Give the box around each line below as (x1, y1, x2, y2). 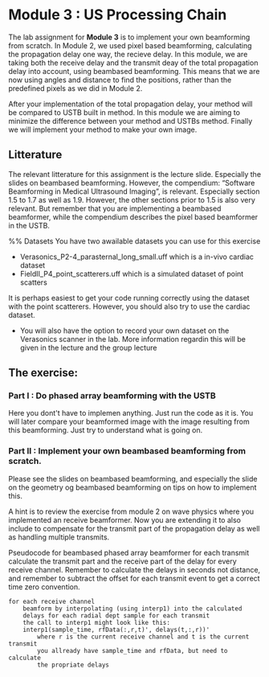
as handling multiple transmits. (8, 532, 110, 542)
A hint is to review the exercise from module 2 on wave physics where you (8, 507, 255, 516)
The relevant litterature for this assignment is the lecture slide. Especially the (8, 169, 262, 178)
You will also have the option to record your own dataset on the (19, 326, 230, 335)
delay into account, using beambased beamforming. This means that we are (8, 66, 260, 76)
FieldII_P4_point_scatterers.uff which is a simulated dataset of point (19, 269, 244, 278)
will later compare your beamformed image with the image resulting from (8, 416, 251, 427)
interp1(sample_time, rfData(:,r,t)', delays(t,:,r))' (22, 626, 210, 634)
